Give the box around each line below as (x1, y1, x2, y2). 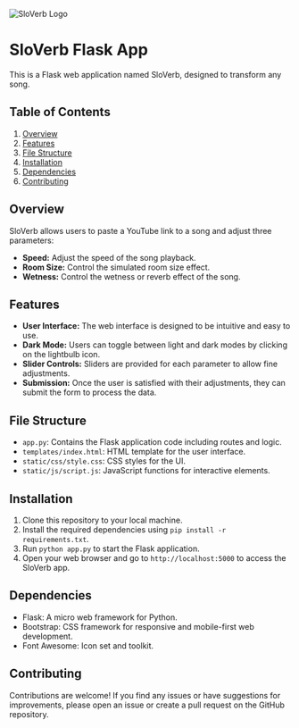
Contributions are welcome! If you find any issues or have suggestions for (9, 690, 281, 700)
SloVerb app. (21, 563, 71, 573)
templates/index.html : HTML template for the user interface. (21, 447, 246, 457)
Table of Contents (9, 105, 112, 120)
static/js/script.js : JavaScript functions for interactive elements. (21, 465, 270, 476)
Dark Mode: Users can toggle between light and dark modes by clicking (21, 339, 288, 350)
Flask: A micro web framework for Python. (21, 612, 178, 623)
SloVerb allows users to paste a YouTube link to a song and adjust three (9, 225, 272, 236)
